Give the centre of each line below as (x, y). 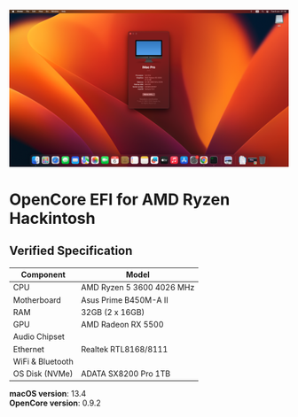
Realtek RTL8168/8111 (125, 349)
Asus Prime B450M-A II (125, 300)
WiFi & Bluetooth (43, 361)
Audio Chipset (39, 336)
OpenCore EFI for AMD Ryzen (120, 199)
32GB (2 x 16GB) (113, 312)
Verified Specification (71, 251)
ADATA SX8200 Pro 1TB (126, 374)
